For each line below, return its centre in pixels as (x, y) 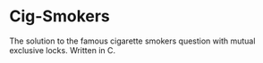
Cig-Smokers (59, 16)
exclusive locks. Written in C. (63, 50)
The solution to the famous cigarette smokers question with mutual (132, 41)
